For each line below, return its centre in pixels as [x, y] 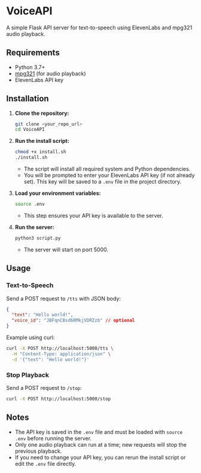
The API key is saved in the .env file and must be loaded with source [99, 432]
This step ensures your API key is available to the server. [93, 215]
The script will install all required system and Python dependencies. [107, 169]
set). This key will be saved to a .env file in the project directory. [103, 182]
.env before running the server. [53, 438]
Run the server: [35, 227]
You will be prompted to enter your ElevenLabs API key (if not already [109, 175]
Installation [28, 99]
